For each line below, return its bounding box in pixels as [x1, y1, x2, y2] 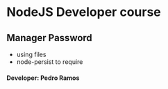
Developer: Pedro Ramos [6, 74, 80, 82]
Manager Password [6, 32, 93, 44]
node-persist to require [16, 58, 83, 66]
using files [16, 50, 47, 58]
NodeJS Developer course [6, 4, 161, 20]
